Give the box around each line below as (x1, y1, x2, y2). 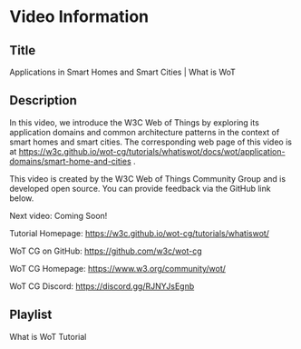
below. (9, 193, 34, 204)
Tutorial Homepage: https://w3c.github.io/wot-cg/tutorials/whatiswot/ (9, 227, 270, 238)
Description (9, 93, 77, 108)
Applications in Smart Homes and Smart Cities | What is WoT (9, 66, 236, 77)
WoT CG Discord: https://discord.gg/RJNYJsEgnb (9, 280, 195, 292)
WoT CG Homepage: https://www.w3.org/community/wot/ (9, 263, 227, 274)
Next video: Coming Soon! (9, 210, 108, 221)
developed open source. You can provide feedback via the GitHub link (9, 183, 271, 194)
